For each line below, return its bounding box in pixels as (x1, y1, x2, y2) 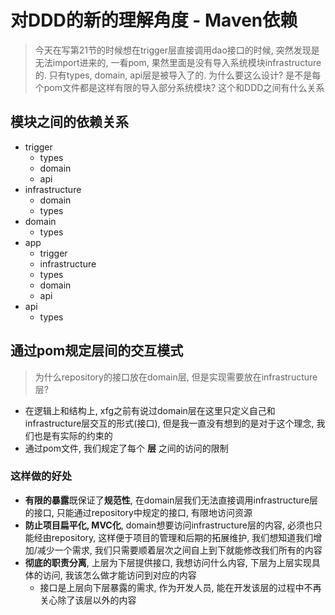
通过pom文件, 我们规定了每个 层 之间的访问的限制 (24, 442, 229, 454)
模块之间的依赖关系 (10, 114, 129, 131)
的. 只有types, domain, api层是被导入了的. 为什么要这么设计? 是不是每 (34, 69, 322, 81)
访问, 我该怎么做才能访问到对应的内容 (42, 569, 197, 581)
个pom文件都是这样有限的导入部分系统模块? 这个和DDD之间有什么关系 (34, 81, 325, 93)
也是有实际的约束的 (33, 429, 113, 441)
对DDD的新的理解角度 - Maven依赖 (10, 9, 298, 32)
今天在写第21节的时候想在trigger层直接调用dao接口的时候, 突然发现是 (34, 44, 320, 56)
